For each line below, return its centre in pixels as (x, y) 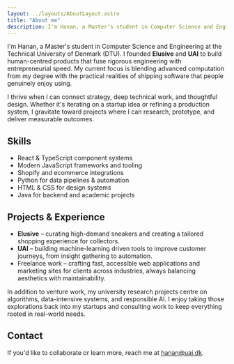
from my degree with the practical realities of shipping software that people (116, 76)
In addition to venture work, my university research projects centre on (107, 291)
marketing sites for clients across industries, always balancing (107, 271)
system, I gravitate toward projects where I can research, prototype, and (111, 112)
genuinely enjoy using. (40, 84)
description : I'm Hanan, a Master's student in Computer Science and (110, 26)
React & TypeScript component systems (75, 158)
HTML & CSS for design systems (64, 188)
